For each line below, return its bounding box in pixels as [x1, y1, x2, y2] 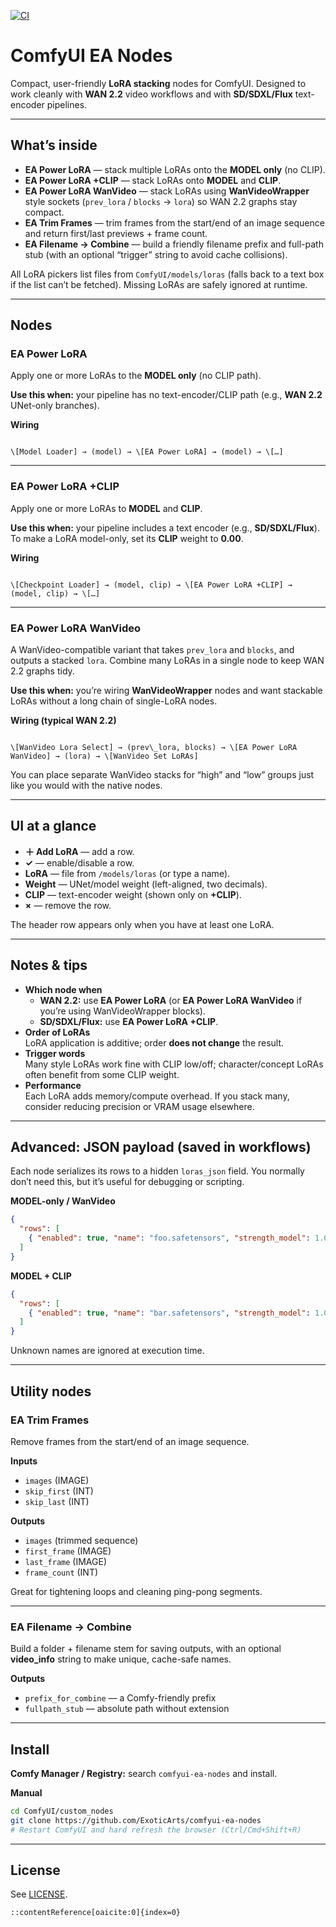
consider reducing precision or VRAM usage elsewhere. [24, 1100, 255, 1112]
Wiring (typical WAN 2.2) [10, 715, 117, 727]
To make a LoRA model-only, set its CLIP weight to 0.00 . [10, 532, 244, 544]
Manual [10, 1787, 43, 1799]
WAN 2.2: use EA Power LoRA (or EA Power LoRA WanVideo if [39, 994, 303, 1006]
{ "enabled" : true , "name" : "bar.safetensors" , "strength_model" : [28, 1308, 311, 1318]
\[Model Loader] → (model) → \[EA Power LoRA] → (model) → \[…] [10, 447, 284, 457]
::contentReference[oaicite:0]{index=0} [10, 1908, 182, 1918]
